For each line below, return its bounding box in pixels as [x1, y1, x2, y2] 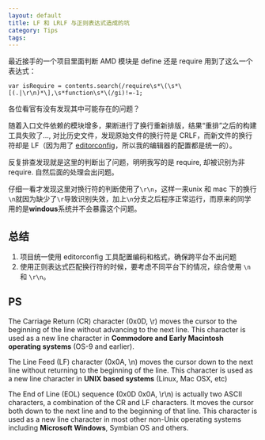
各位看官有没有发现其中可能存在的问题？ [8, 104, 140, 113]
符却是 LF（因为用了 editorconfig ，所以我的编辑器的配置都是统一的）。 [8, 140, 237, 151]
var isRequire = [8, 82, 62, 90]
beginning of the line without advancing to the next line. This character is [8, 324, 246, 334]
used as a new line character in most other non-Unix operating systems [8, 414, 241, 424]
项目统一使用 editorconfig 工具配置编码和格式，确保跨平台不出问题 [19, 252, 237, 262]
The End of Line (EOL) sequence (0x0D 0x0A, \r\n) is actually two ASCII [8, 389, 243, 399]
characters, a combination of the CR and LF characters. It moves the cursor [8, 397, 255, 407]
